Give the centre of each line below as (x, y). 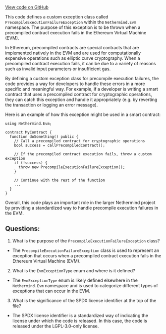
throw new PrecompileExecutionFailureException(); (72, 167)
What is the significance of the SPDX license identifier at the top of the (84, 300)
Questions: (23, 229)
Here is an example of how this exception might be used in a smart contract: (83, 114)
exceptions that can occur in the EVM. (51, 291)
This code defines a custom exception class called (57, 17)
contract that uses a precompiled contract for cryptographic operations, (79, 94)
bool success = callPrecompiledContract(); (60, 145)
